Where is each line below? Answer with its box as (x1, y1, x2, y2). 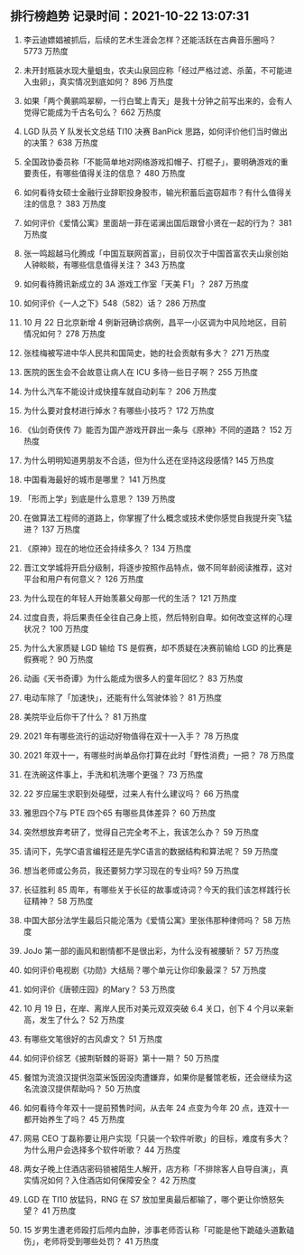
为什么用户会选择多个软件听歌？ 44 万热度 (23, 1144, 181, 1155)
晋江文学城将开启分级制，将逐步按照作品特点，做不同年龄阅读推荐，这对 (23, 561, 292, 572)
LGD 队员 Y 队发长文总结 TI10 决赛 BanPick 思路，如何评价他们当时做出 (23, 126, 288, 137)
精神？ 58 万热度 (31, 895, 94, 906)
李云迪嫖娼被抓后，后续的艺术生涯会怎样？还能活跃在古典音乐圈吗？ (23, 34, 277, 45)
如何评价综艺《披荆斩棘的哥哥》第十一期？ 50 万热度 (23, 1052, 220, 1063)
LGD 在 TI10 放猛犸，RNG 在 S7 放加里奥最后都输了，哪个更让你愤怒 (23, 1194, 277, 1204)
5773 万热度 (23, 45, 69, 56)
